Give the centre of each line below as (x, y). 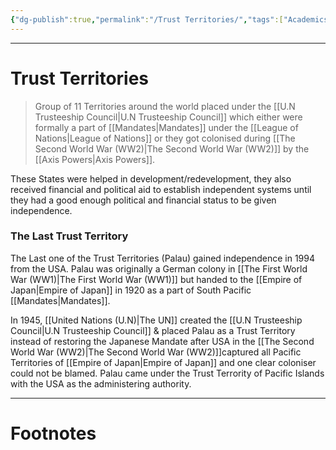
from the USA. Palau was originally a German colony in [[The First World (159, 268)
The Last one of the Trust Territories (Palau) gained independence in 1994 (163, 258)
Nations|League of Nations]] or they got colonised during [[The (165, 138)
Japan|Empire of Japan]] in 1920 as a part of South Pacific (131, 290)
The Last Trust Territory (69, 236)
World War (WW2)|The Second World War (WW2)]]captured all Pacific (156, 352)
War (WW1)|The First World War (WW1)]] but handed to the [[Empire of (156, 279)
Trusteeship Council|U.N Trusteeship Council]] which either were (168, 117)
